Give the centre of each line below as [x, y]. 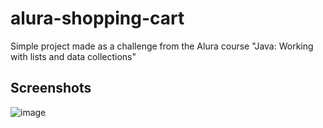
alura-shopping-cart [97, 18]
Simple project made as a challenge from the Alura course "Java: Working [162, 46]
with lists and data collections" [73, 56]
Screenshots [51, 88]
